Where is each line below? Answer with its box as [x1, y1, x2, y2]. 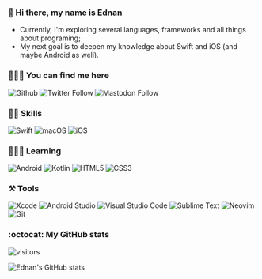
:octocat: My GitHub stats [8, 229, 109, 240]
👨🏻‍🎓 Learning [8, 145, 62, 156]
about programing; [19, 33, 81, 43]
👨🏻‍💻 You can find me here [8, 70, 109, 81]
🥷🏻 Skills [8, 107, 43, 119]
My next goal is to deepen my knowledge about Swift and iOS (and [19, 42, 237, 51]
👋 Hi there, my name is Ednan [8, 7, 123, 18]
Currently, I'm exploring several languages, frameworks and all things [19, 25, 247, 35]
